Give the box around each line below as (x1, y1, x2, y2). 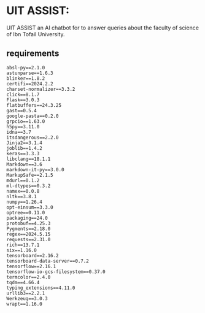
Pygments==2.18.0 (6, 225, 51, 232)
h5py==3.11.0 (6, 123, 40, 129)
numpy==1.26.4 (6, 199, 43, 205)
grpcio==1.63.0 (6, 118, 45, 125)
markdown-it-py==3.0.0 (6, 166, 64, 172)
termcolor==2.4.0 (6, 274, 51, 280)
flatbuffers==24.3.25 (6, 102, 62, 108)
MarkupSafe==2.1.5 (6, 172, 53, 178)
